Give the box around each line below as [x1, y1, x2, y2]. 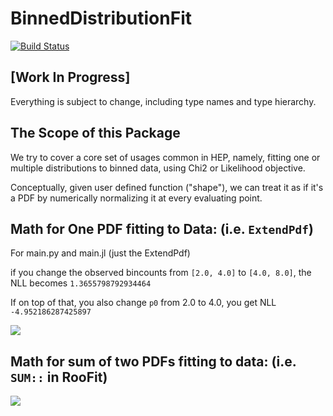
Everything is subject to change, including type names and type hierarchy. [10, 95, 317, 107]
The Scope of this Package [10, 125, 181, 142]
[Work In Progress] [10, 69, 131, 86]
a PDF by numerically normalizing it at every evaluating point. [10, 192, 263, 204]
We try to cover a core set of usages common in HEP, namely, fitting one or [10, 151, 321, 163]
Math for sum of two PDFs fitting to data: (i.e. [10, 353, 297, 370]
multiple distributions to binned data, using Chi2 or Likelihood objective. [10, 162, 306, 174]
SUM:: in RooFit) [10, 368, 108, 386]
